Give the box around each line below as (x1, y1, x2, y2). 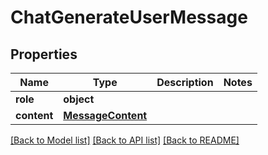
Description (156, 76, 214, 89)
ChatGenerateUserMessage (10, 6, 248, 29)
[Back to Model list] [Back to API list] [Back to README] (10, 134, 240, 146)
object (63, 92, 95, 106)
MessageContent (63, 109, 148, 122)
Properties (10, 46, 78, 63)
